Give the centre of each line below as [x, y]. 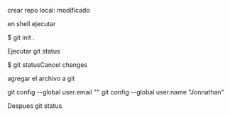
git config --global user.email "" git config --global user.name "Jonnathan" [116, 92]
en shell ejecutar [32, 24]
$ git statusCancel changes [47, 65]
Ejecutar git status [34, 51]
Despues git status [35, 106]
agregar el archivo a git [41, 78]
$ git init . [21, 37]
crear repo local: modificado [49, 10]
